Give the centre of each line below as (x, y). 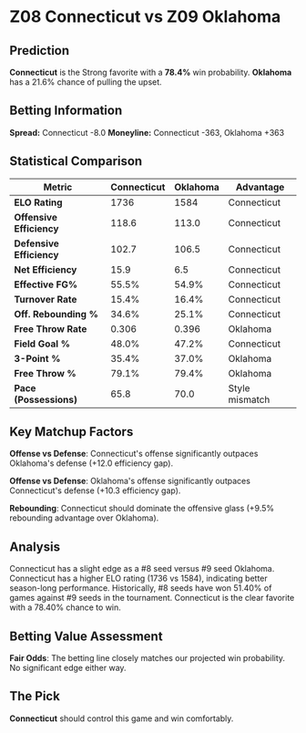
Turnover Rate (46, 299)
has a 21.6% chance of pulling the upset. (86, 82)
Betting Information (66, 111)
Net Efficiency (46, 269)
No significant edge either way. (68, 668)
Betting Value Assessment (86, 636)
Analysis (35, 547)
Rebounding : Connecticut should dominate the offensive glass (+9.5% (142, 509)
